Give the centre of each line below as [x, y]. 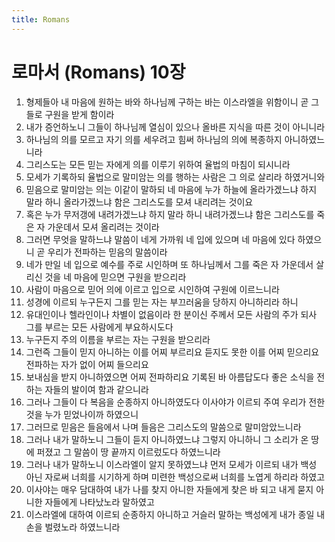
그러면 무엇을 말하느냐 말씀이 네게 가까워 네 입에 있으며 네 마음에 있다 [160, 239]
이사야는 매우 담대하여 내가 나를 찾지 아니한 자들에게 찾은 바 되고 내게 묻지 [169, 489]
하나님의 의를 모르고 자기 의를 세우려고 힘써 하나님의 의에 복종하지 [154, 139]
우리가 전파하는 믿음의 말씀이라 [107, 252]
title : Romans [41, 19]
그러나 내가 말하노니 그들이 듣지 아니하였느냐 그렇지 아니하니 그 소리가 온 [167, 439]
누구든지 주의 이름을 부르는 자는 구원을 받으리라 [118, 339]
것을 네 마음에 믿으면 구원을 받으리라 [115, 277]
